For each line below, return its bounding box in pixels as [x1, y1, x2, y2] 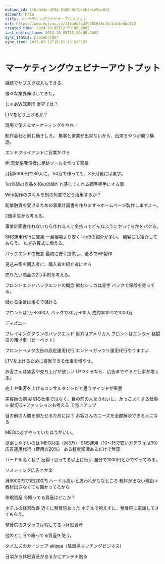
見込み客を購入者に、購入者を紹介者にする [5, 261, 92, 267]
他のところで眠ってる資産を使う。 [5, 532, 74, 538]
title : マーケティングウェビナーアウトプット [5, 16, 87, 21]
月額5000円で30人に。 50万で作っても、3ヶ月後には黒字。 [5, 170, 126, 176]
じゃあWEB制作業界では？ [5, 101, 58, 107]
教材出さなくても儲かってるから [5, 484, 70, 490]
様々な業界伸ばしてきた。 [5, 90, 57, 96]
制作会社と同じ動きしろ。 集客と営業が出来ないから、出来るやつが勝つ [5, 133, 150, 139]
